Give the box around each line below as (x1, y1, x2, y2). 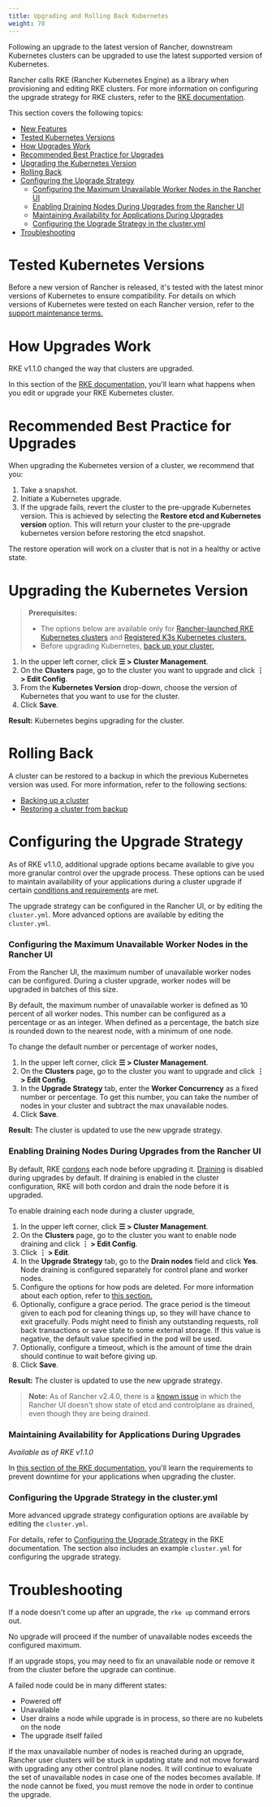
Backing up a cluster (19, 796, 89, 806)
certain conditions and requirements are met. (8, 885, 160, 895)
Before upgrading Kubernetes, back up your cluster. (40, 641, 214, 651)
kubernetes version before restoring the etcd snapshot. (19, 528, 205, 538)
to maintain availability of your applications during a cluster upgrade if (8, 877, 242, 887)
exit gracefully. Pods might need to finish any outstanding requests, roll (19, 1316, 258, 1326)
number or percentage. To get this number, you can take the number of (19, 1092, 259, 1102)
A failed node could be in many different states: (8, 1680, 167, 1691)
